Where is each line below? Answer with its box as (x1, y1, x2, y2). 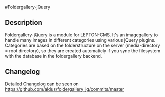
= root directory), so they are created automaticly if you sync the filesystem (5, 47, 161, 54)
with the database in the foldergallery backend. (5, 53, 102, 59)
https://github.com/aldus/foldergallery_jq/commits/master (5, 86, 124, 92)
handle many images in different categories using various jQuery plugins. (5, 37, 156, 43)
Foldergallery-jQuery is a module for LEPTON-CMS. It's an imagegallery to (5, 32, 158, 38)
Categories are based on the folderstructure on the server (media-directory (5, 42, 160, 48)
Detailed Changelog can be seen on (5, 81, 79, 87)
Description (5, 18, 42, 27)
